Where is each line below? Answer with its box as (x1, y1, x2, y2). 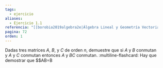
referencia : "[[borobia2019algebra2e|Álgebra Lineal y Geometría (5, 25, 140, 30)
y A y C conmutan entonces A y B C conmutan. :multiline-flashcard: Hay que (5, 52, 157, 58)
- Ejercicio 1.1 (9, 20, 42, 26)
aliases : (5, 16, 23, 21)
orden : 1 (5, 34, 23, 39)
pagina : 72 (5, 29, 27, 34)
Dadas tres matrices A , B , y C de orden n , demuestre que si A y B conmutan (5, 47, 157, 53)
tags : (5, 7, 16, 12)
